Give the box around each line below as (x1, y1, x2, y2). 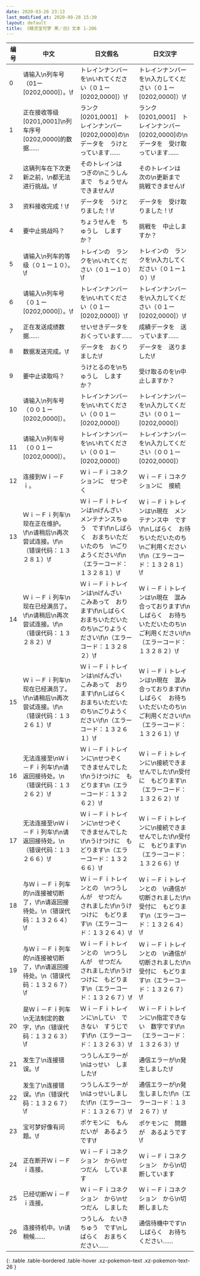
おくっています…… (80, 332, 132, 340)
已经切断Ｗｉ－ (23, 1190, 65, 1199)
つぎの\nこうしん (80, 169, 128, 177)
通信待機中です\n (139, 1219, 186, 1228)
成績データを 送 (139, 323, 187, 331)
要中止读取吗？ (23, 372, 65, 380)
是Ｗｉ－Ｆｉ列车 (23, 1005, 71, 1014)
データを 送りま (139, 343, 187, 352)
